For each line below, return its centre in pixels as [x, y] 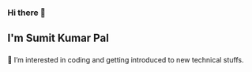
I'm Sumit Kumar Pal [58, 38]
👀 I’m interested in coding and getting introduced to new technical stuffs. [126, 60]
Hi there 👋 [27, 13]
